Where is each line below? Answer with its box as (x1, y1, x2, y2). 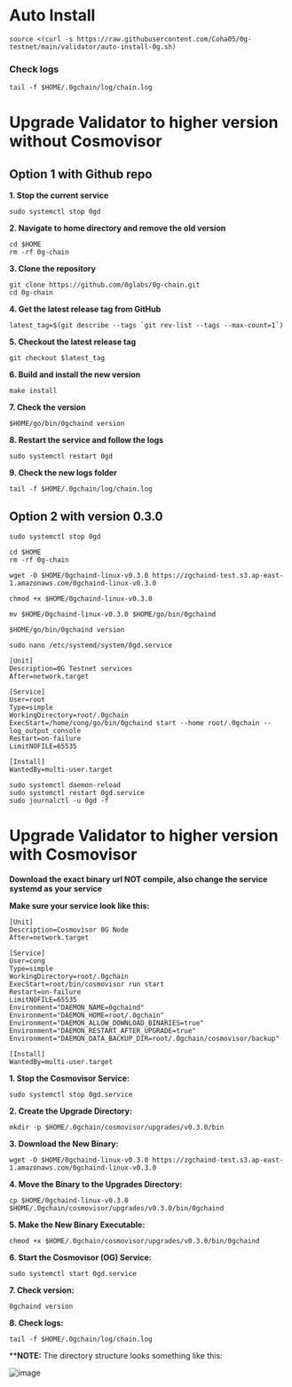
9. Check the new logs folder (9, 468, 117, 478)
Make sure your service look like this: (9, 900, 150, 910)
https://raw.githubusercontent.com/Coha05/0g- (76, 35, 252, 43)
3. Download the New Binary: (9, 1138, 119, 1149)
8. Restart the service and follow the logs (9, 435, 164, 445)
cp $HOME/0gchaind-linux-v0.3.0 (9, 1195, 129, 1205)
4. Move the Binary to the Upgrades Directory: (9, 1178, 183, 1189)
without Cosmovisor (9, 131, 162, 152)
